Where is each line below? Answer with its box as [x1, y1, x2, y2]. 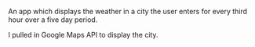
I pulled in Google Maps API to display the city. [8, 31, 158, 39]
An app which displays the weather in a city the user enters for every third [8, 7, 248, 16]
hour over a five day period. [8, 15, 98, 24]
